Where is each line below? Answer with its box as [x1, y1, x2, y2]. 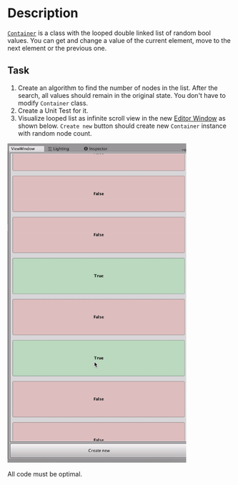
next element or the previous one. [7, 44, 107, 52]
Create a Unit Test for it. [17, 106, 89, 115]
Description [7, 5, 79, 21]
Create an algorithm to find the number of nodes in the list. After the [17, 84, 218, 92]
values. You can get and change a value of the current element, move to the [7, 36, 231, 44]
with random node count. [17, 129, 92, 137]
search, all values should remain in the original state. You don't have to [17, 91, 227, 99]
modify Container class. [17, 99, 88, 107]
